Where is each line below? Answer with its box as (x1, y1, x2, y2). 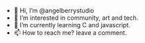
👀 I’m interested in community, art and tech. (13, 14, 139, 22)
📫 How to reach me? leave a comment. (13, 29, 127, 37)
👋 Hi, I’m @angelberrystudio (13, 7, 94, 14)
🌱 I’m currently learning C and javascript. (13, 21, 130, 29)
